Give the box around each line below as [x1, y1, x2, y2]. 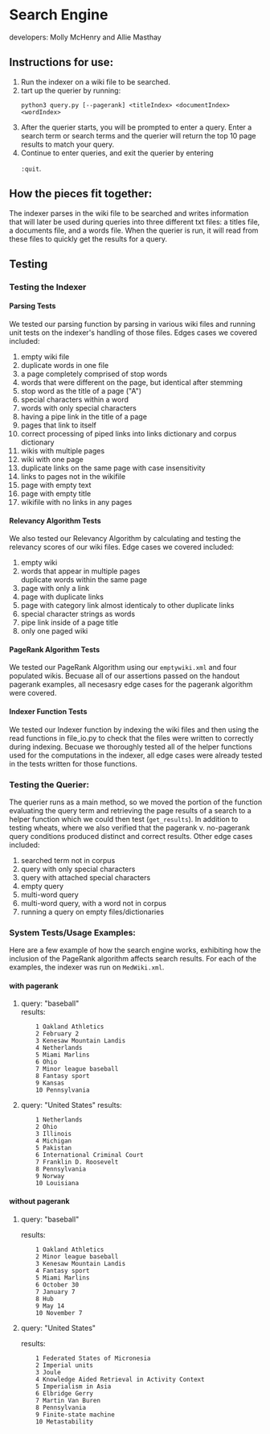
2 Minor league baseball [35, 1252, 119, 1261]
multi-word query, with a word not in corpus [20, 898, 167, 907]
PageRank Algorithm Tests [9, 644, 100, 654]
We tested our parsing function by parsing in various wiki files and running [9, 320, 256, 329]
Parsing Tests [9, 301, 56, 311]
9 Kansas [35, 1079, 65, 1088]
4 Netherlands [35, 1044, 83, 1052]
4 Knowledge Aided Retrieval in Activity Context [35, 1375, 205, 1383]
